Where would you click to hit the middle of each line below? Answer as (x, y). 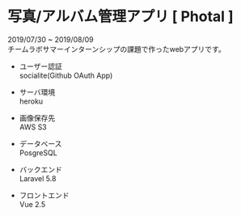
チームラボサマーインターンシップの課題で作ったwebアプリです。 (116, 49)
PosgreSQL (38, 152)
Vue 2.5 (32, 204)
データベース (40, 143)
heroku (31, 101)
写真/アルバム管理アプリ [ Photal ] (120, 17)
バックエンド (40, 169)
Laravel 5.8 (38, 178)
